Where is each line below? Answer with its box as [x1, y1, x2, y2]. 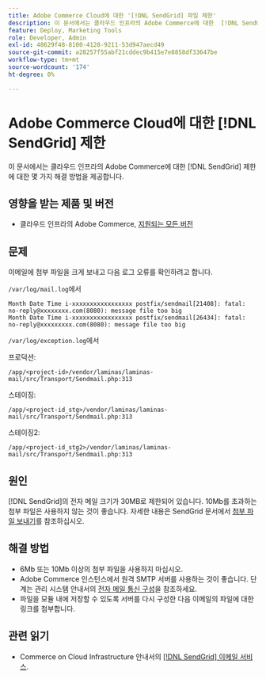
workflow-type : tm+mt [8, 56, 80, 64]
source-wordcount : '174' [8, 63, 90, 71]
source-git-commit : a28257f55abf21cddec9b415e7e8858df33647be [8, 48, 218, 56]
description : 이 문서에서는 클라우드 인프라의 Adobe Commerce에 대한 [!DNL [8, 19, 239, 27]
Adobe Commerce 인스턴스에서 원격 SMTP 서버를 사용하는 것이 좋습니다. [19, 574, 249, 583]
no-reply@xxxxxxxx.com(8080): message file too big [8, 307, 182, 315]
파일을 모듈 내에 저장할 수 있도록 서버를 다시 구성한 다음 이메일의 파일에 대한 [19, 593, 255, 603]
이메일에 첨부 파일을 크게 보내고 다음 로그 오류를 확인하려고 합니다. [8, 267, 213, 277]
